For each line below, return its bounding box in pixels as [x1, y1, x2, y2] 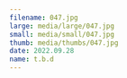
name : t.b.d [9, 55, 54, 64]
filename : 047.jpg [9, 13, 78, 22]
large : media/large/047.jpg [9, 22, 115, 30]
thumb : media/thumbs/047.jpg [9, 38, 119, 48]
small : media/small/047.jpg [9, 30, 115, 39]
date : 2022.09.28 [9, 47, 75, 56]
